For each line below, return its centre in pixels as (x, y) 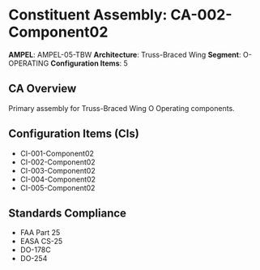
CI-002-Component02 (58, 162)
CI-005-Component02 (58, 187)
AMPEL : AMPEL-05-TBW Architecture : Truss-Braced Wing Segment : (125, 54)
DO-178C (35, 250)
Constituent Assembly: (88, 15)
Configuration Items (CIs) (74, 134)
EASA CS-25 (41, 242)
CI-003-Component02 (58, 170)
